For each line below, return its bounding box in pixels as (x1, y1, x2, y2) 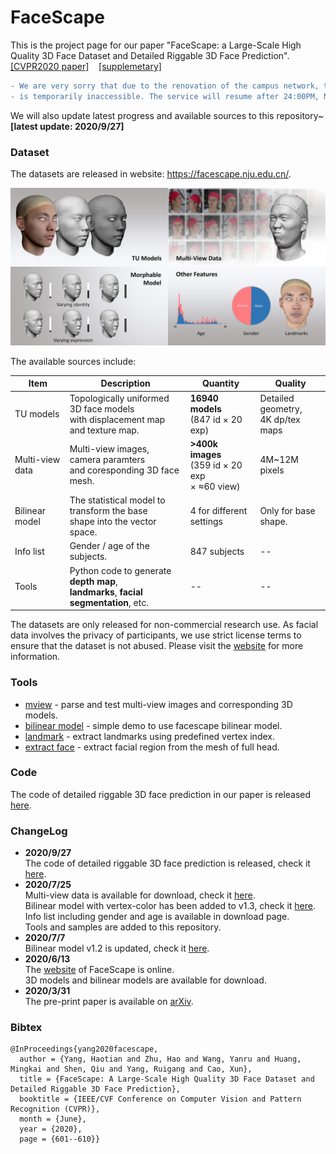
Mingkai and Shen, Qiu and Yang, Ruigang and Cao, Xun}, (10, 1064, 253, 1075)
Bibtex (10, 1021, 43, 1035)
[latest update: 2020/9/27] (10, 120, 125, 132)
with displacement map (69, 413, 166, 425)
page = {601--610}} (19, 1134, 101, 1145)
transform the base (69, 505, 148, 517)
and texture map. (69, 424, 140, 436)
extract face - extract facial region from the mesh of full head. (24, 741, 280, 753)
